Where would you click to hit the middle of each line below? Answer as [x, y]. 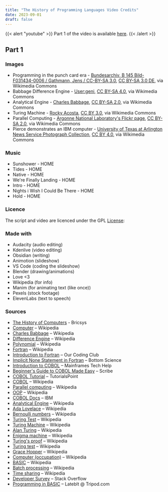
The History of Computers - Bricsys [49, 323]
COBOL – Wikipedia [33, 382]
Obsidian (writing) [31, 255]
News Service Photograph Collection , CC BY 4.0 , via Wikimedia [78, 134]
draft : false [19, 19]
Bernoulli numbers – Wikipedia [44, 414]
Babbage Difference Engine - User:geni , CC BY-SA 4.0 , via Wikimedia [85, 91]
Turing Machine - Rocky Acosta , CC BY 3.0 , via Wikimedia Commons [84, 113]
